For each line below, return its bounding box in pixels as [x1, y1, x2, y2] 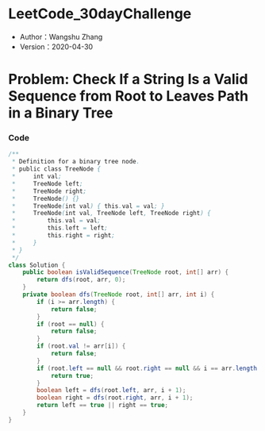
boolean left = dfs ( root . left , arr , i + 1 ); [36, 387, 186, 394]
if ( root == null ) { [36, 320, 105, 328]
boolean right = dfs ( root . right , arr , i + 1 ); [36, 394, 194, 402]
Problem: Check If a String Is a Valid [8, 71, 248, 88]
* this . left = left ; [11, 224, 109, 233]
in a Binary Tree [8, 104, 113, 122]
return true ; [50, 371, 94, 379]
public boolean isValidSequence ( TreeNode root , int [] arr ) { [22, 268, 229, 276]
